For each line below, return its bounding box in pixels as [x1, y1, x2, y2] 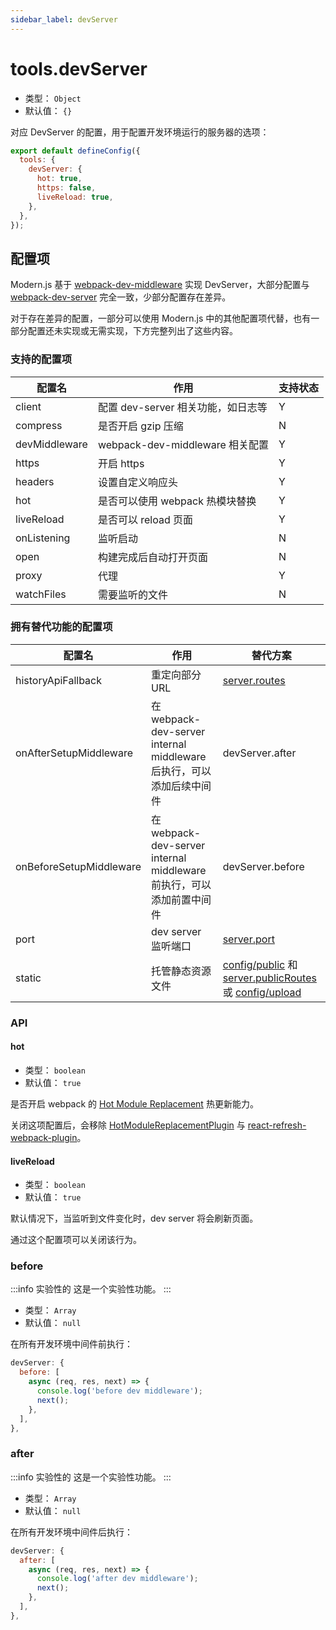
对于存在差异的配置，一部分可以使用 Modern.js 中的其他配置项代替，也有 [10, 312, 312, 325]
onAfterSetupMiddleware [15, 746, 133, 760]
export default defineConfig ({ [10, 146, 141, 156]
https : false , [36, 183, 97, 193]
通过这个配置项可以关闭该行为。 [10, 1234, 142, 1246]
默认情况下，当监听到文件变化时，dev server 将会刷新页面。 [10, 1212, 259, 1225]
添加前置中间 [151, 892, 212, 906]
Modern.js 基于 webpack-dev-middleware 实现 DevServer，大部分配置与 [10, 279, 310, 291]
